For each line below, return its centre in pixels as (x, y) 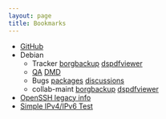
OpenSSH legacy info (55, 97)
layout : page (30, 16)
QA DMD (47, 72)
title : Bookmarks (37, 23)
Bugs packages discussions (78, 80)
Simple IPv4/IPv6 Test (57, 106)
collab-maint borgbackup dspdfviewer (95, 88)
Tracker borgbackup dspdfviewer (87, 63)
